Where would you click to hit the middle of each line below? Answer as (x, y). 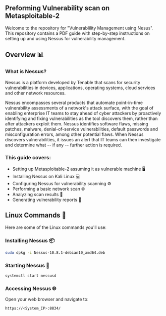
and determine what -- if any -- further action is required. (64, 145)
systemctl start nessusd (31, 276)
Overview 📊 (25, 55)
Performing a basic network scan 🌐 (49, 189)
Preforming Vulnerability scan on (57, 8)
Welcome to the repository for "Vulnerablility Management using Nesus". (79, 28)
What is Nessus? (26, 72)
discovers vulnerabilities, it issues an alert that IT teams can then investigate (83, 139)
